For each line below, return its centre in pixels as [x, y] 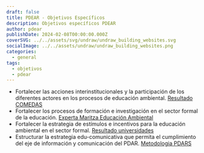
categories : [21, 52]
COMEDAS [29, 105]
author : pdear [24, 29]
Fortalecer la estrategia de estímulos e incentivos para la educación [100, 124]
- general [24, 57]
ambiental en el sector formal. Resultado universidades [84, 130]
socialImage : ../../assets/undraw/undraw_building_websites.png [90, 46]
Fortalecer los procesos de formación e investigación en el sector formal [107, 111]
